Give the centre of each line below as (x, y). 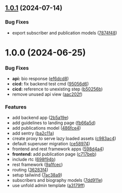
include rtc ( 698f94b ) (34, 160)
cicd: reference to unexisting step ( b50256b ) (57, 89)
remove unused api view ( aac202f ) (47, 94)
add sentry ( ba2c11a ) (33, 133)
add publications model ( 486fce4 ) (47, 128)
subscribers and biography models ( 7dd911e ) (57, 180)
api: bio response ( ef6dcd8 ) (41, 79)
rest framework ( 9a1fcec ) (37, 165)
